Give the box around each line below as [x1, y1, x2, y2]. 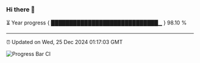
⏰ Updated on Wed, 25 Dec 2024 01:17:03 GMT [6, 39, 123, 46]
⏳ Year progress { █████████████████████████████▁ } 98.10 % [6, 19, 187, 26]
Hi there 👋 [6, 5, 36, 14]
